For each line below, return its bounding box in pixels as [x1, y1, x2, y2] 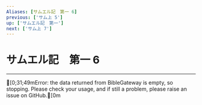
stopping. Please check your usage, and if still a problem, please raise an [6, 85, 188, 93]
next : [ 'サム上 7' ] [6, 25, 52, 32]
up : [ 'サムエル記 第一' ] [6, 20, 64, 26]
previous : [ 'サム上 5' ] [6, 14, 63, 20]
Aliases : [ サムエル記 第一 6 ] [6, 8, 78, 15]
